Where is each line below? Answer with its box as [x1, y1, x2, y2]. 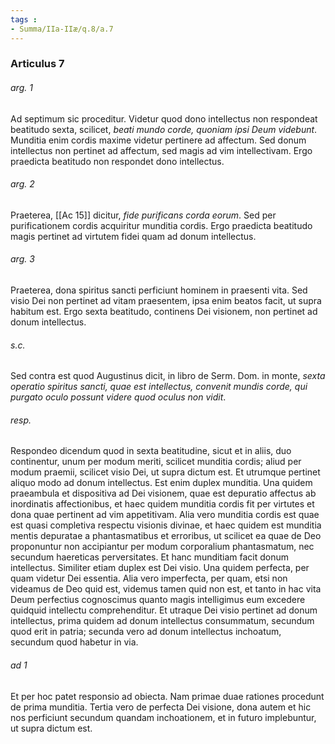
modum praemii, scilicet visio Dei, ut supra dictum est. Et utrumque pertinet [10, 466, 321, 478]
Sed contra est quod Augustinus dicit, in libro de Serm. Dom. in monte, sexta [10, 370, 326, 382]
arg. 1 [10, 82, 33, 94]
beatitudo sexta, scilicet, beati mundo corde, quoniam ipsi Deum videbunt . [10, 123, 318, 135]
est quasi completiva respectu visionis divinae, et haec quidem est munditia [10, 519, 322, 531]
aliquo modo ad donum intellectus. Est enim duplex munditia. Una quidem [10, 477, 313, 489]
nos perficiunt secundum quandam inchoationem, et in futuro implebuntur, [10, 711, 317, 723]
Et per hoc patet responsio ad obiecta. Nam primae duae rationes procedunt [10, 690, 325, 702]
